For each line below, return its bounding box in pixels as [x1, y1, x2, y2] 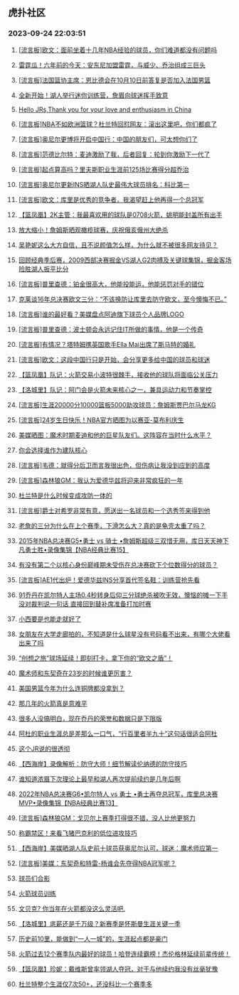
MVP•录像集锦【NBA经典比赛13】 [18, 798, 118, 807]
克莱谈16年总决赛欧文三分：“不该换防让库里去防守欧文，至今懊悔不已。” [18, 294, 227, 303]
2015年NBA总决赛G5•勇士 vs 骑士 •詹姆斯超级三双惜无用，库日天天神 [18, 536, 223, 545]
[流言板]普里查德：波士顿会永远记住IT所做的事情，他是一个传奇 [18, 325, 203, 333]
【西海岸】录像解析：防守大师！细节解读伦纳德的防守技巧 [18, 759, 187, 768]
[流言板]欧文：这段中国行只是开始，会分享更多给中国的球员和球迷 [18, 355, 211, 364]
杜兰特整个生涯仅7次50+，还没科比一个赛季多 [18, 979, 153, 988]
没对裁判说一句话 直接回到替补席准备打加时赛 [18, 599, 152, 608]
